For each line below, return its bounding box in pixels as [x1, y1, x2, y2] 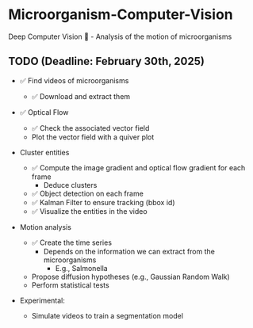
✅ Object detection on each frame [31, 189, 144, 198]
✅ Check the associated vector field [31, 123, 150, 132]
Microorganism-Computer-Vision [8, 6, 233, 24]
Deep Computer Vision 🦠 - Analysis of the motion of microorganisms [8, 32, 232, 41]
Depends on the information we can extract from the [43, 246, 216, 256]
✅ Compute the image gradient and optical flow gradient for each [31, 162, 246, 172]
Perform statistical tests [31, 280, 109, 290]
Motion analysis [19, 222, 71, 231]
